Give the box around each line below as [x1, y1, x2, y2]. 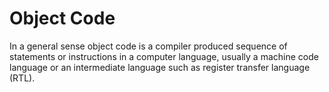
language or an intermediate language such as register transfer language [9, 61, 311, 73]
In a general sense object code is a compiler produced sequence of [9, 40, 288, 52]
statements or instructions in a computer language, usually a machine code [9, 50, 319, 62]
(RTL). [9, 72, 36, 84]
